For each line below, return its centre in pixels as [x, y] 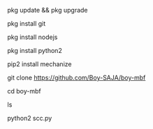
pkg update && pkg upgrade [48, 10]
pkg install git [27, 23]
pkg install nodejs [32, 37]
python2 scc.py [30, 118]
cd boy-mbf [24, 91]
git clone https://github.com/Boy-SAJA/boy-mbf [76, 77]
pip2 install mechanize [39, 64]
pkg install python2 [35, 51]
